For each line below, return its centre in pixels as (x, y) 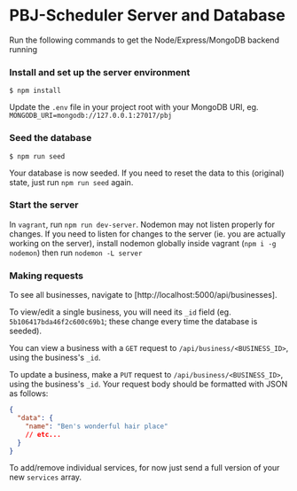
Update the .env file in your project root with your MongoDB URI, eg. (134, 107)
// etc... (43, 434)
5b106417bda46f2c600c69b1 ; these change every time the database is (133, 322)
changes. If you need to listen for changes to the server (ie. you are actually (148, 234)
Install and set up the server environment (100, 72)
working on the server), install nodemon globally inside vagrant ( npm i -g (143, 243)
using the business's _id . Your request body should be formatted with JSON (148, 384)
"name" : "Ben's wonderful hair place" (97, 426)
